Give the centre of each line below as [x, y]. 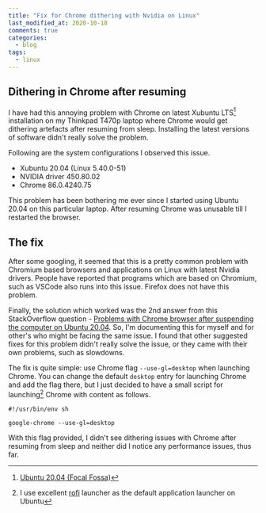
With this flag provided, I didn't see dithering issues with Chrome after [122, 438]
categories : [28, 38]
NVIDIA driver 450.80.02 [60, 177]
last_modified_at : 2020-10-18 [58, 23]
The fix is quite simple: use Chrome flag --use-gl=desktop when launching [129, 368]
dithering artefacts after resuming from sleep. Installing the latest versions [129, 129]
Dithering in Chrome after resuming [97, 92]
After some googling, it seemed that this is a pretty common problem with [128, 262]
